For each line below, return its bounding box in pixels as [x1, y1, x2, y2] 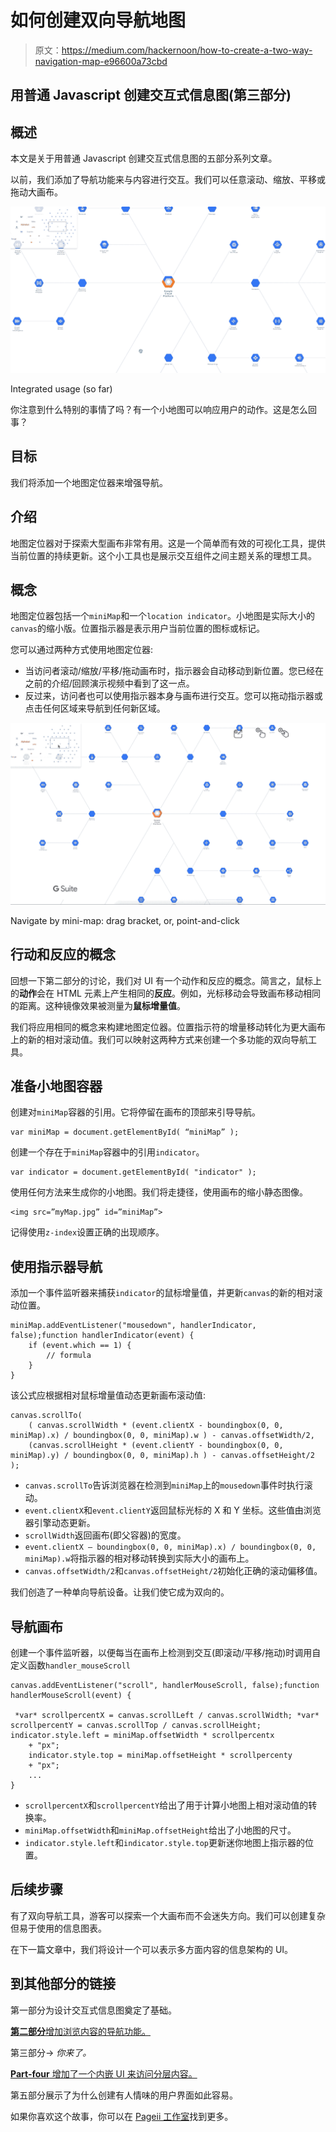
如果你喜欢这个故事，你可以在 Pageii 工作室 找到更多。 [10, 2110, 234, 2122]
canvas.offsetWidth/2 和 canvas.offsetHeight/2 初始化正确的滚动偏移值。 [24, 1565, 323, 1577]
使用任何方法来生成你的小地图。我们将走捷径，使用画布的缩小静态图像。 [10, 1186, 308, 1198]
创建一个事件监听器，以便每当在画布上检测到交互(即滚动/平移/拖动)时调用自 [10, 1647, 322, 1658]
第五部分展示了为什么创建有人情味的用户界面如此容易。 [10, 2089, 238, 2101]
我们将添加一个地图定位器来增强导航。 [10, 476, 168, 488]
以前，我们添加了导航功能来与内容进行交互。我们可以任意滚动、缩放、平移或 [10, 174, 326, 186]
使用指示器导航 [10, 1258, 103, 1275]
